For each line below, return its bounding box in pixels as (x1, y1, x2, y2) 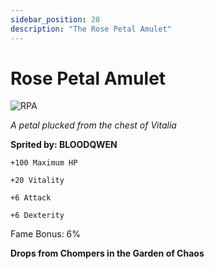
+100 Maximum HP (10, 158, 78, 168)
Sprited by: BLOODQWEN (10, 139, 118, 151)
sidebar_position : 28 (10, 14, 101, 25)
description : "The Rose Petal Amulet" (10, 24, 172, 34)
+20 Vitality (10, 176, 65, 186)
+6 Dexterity (10, 211, 65, 221)
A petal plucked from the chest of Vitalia (10, 119, 177, 131)
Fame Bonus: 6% (10, 228, 82, 240)
